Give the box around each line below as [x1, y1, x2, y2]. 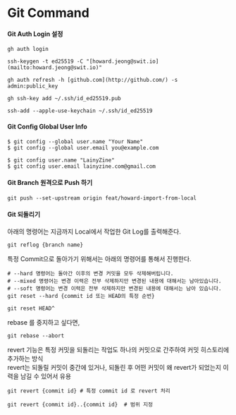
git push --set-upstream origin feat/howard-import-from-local [7, 194, 197, 202]
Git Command [7, 5, 89, 21]
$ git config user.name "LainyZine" [7, 157, 115, 164]
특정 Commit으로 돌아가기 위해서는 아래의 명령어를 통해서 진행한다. [7, 255, 192, 263]
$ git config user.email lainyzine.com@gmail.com [7, 162, 156, 170]
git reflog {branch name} [7, 241, 83, 248]
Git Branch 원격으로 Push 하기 [7, 179, 93, 187]
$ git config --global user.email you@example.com [7, 144, 159, 151]
